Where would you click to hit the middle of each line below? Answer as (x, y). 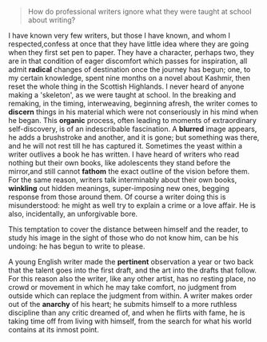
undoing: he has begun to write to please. (77, 246)
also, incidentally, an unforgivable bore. (73, 214)
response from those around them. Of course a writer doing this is (117, 197)
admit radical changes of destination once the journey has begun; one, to (130, 70)
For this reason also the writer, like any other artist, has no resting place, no (132, 278)
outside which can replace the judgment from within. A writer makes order (131, 296)
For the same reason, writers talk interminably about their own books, (123, 180)
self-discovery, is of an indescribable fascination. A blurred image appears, (133, 129)
